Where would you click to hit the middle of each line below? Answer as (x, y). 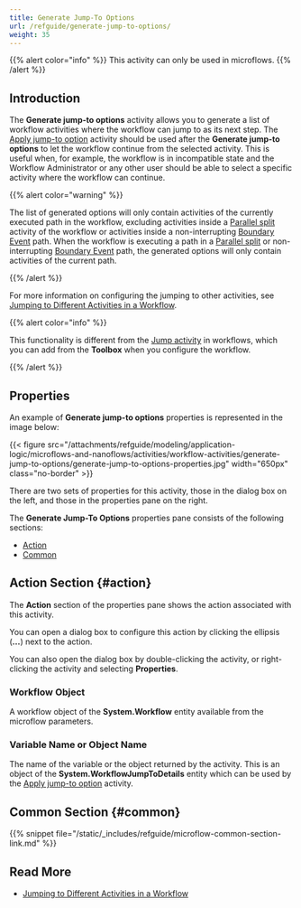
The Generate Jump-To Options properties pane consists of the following (146, 518)
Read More (41, 871)
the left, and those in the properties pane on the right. (109, 501)
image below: (34, 427)
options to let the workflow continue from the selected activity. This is (140, 149)
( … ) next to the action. (51, 641)
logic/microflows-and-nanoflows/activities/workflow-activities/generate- (145, 454)
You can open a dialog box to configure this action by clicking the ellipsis (145, 632)
